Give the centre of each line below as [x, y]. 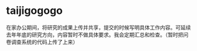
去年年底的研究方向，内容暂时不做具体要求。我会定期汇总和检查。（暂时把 [95, 34]
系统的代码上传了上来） [50, 42]
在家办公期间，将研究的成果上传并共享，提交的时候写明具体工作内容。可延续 [98, 27]
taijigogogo [34, 11]
